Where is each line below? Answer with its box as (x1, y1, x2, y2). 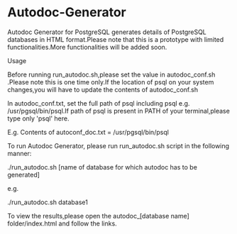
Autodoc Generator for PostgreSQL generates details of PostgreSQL (7, 28, 207, 36)
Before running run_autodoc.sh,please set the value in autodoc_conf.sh (7, 70, 216, 79)
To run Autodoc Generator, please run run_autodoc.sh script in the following (7, 141, 229, 150)
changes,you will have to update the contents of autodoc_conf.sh (7, 85, 199, 94)
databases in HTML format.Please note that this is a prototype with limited (7, 35, 224, 43)
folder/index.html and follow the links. (7, 219, 117, 228)
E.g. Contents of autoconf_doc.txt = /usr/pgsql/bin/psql (7, 128, 169, 136)
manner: (7, 149, 32, 157)
